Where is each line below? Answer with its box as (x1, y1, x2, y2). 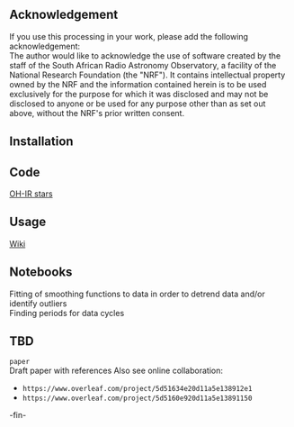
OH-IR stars (9, 188, 53, 199)
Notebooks (9, 265, 73, 280)
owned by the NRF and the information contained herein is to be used (9, 78, 267, 89)
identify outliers (9, 297, 67, 309)
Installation (9, 134, 74, 150)
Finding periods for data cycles (9, 307, 125, 318)
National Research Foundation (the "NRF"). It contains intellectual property (9, 69, 286, 80)
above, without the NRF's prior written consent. (9, 107, 185, 118)
